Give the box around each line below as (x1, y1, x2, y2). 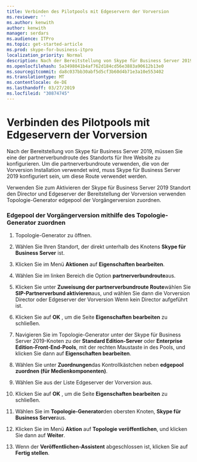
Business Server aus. (15, 414, 67, 421)
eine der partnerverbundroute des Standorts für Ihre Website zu (6, 154, 161, 161)
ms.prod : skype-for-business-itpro (6, 47, 94, 53)
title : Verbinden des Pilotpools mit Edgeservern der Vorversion (6, 8, 169, 15)
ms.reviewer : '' (6, 14, 46, 20)
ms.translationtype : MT (6, 74, 65, 80)
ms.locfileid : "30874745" (6, 90, 70, 96)
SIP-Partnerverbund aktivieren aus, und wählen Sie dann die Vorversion (15, 289, 190, 296)
